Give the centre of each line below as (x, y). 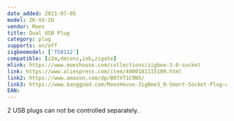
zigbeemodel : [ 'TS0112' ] (43, 53)
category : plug (29, 39)
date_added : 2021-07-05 (42, 13)
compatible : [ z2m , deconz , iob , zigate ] (62, 59)
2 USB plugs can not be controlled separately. (73, 111)
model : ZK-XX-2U (31, 20)
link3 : (17, 84)
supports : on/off (32, 46)
